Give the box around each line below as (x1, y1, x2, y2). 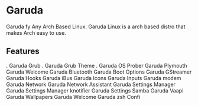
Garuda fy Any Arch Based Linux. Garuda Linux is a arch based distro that (6, 23, 186, 30)
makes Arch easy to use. (6, 29, 66, 36)
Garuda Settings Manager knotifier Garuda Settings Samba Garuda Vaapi (6, 87, 184, 94)
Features (6, 47, 40, 57)
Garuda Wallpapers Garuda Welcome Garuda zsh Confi (6, 93, 141, 100)
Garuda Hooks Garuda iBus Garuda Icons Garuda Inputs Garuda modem (6, 74, 181, 81)
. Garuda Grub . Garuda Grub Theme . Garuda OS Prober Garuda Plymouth (6, 62, 187, 69)
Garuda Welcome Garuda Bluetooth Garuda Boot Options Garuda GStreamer (6, 68, 192, 75)
